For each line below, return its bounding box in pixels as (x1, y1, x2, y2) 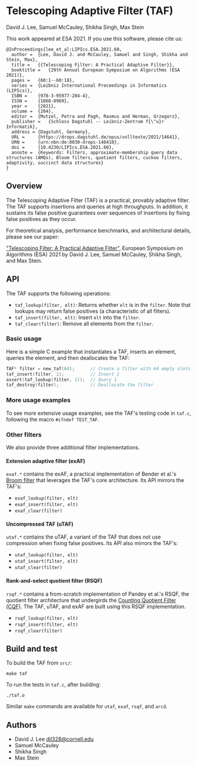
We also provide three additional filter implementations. (6, 444, 140, 451)
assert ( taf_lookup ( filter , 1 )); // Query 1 (6, 377, 117, 382)
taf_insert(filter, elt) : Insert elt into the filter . (14, 313, 140, 321)
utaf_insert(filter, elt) (14, 559, 78, 564)
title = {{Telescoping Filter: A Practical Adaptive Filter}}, (11, 62, 175, 68)
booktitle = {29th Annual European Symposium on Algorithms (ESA (11, 67, 181, 73)
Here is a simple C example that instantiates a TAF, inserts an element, (6, 348, 176, 355)
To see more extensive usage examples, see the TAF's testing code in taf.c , (6, 410, 192, 417)
